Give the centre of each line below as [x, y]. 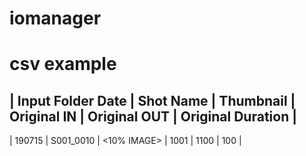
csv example [63, 64]
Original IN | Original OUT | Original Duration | [153, 116]
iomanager [55, 18]
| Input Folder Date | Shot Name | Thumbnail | [152, 100]
